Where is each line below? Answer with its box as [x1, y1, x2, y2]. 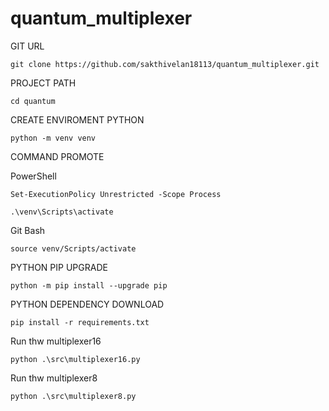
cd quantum [10, 96, 56, 106]
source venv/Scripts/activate [10, 243, 137, 254]
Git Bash [10, 224, 46, 236]
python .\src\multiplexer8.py [10, 391, 137, 401]
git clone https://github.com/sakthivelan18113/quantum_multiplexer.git [10, 59, 320, 69]
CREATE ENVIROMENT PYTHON [10, 113, 145, 126]
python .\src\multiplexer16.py [10, 354, 141, 364]
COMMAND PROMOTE [10, 150, 105, 162]
